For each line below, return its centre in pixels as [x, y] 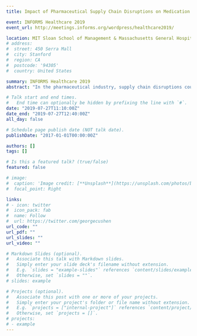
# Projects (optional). [35, 291]
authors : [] [21, 146]
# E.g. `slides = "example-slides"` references [68, 270]
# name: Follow [26, 216]
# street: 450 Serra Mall [39, 49]
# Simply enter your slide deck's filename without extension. [87, 264]
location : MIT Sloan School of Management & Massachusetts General [90, 38]
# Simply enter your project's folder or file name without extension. [98, 303]
